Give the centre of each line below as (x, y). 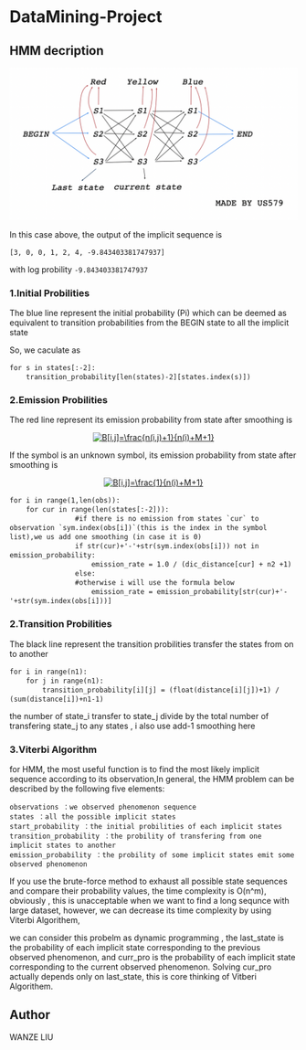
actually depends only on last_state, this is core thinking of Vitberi (133, 976)
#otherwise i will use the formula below (154, 583)
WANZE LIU (32, 1037)
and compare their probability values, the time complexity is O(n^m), (138, 891)
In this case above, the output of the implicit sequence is (116, 234)
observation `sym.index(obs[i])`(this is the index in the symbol (138, 528)
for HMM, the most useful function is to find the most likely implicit (135, 769)
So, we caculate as (45, 350)
